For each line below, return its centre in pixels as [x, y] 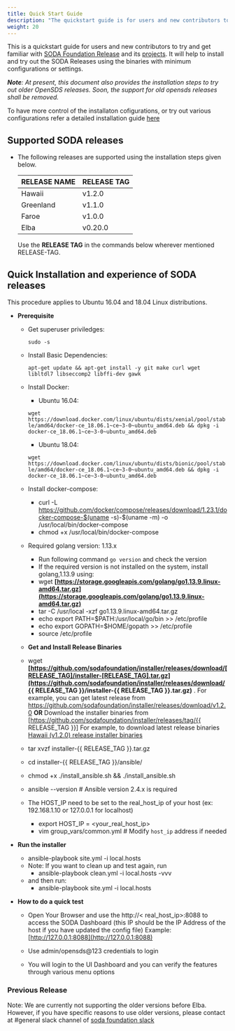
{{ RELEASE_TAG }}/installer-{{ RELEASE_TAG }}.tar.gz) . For [117, 690]
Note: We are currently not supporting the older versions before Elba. [107, 1005]
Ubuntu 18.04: [58, 445]
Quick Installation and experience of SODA [102, 275]
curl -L [48, 502]
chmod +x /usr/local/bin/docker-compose [99, 532]
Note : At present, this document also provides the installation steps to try [113, 83]
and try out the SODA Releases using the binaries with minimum [99, 62]
